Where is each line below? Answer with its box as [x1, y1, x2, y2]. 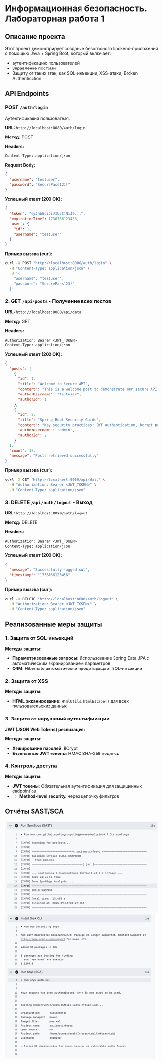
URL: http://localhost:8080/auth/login [5, 124, 86, 130]
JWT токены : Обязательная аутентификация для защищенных [12, 783, 142, 789]
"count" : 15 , [9, 448, 36, 453]
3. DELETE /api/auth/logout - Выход [5, 499, 93, 506]
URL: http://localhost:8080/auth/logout [5, 510, 88, 516]
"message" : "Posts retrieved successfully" [9, 453, 98, 458]
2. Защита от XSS [5, 677, 48, 684]
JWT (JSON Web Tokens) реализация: [5, 726, 85, 732]
